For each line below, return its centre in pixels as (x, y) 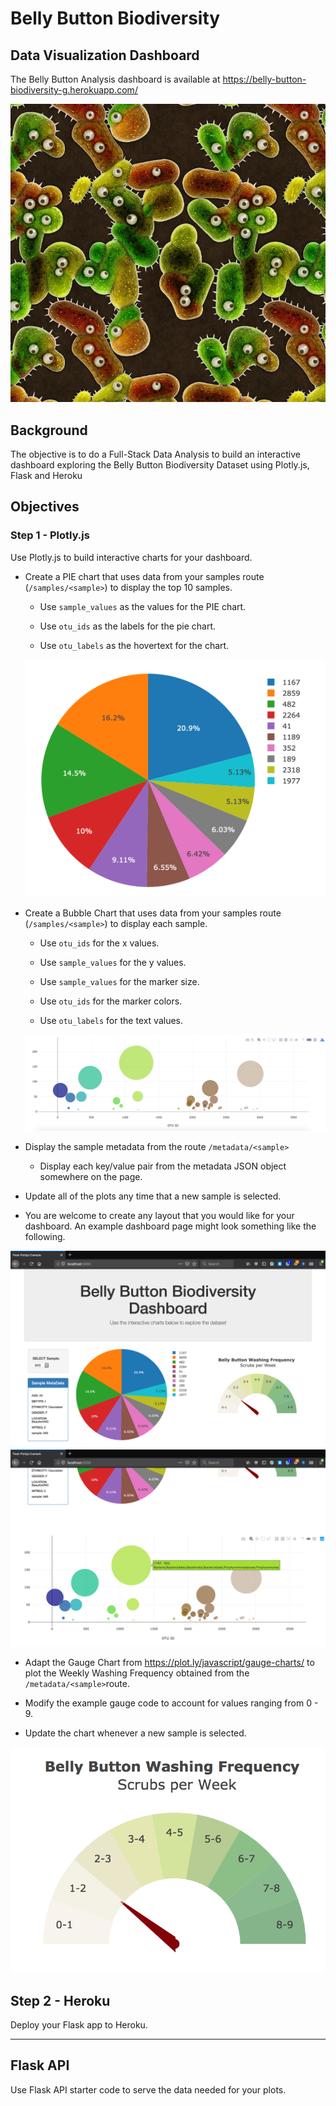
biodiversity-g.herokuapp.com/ (74, 90)
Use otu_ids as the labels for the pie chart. (128, 626)
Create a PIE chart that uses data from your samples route (144, 576)
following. (45, 1237)
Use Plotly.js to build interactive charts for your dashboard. (131, 557)
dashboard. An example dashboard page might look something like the (170, 1226)
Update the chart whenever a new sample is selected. (135, 1733)
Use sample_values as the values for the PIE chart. (143, 606)
